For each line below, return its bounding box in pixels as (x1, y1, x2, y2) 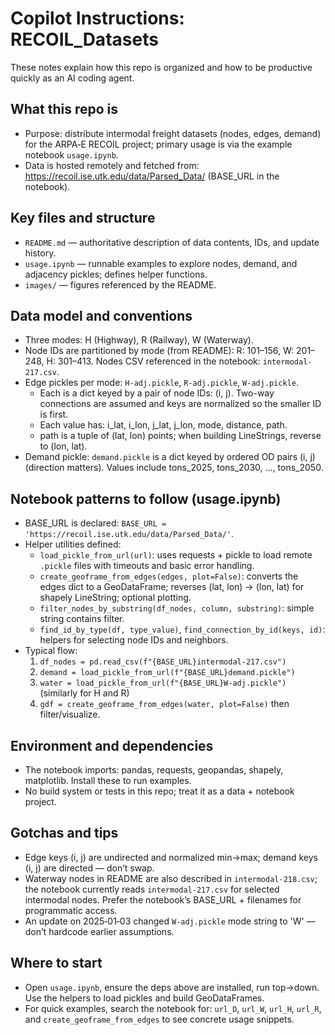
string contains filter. (39, 613, 125, 625)
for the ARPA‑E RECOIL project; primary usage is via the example (24, 138, 293, 150)
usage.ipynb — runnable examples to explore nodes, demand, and (24, 257, 298, 269)
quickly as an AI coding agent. (10, 72, 135, 84)
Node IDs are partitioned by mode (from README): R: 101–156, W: (24, 345, 295, 357)
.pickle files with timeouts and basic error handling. (39, 560, 255, 572)
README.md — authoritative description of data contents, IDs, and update (24, 236, 320, 248)
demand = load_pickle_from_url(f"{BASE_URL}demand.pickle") (39, 668, 296, 678)
